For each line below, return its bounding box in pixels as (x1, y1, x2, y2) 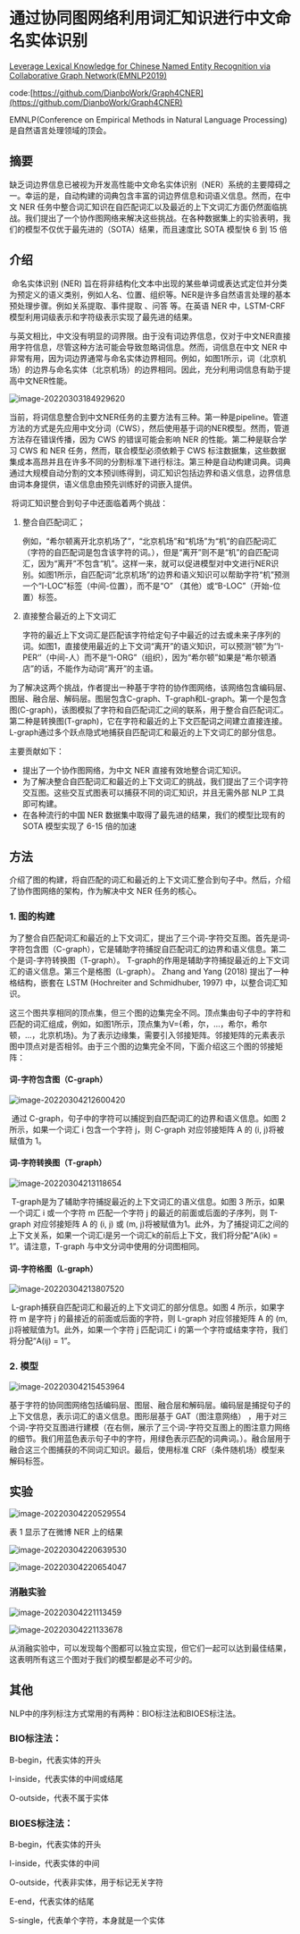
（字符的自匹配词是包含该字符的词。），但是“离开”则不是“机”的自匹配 (21, 546, 271, 557)
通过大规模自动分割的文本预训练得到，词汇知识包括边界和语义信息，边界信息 (9, 467, 291, 478)
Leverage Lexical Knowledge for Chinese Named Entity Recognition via (9, 60, 271, 72)
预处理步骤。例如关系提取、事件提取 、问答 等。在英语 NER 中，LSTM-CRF (9, 300, 286, 311)
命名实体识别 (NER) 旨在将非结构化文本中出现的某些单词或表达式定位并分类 (11, 278, 287, 289)
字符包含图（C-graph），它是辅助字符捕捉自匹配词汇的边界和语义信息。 (9, 943, 271, 954)
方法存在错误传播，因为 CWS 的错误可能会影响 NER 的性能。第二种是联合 (9, 434, 279, 444)
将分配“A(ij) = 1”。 (9, 1336, 76, 1347)
